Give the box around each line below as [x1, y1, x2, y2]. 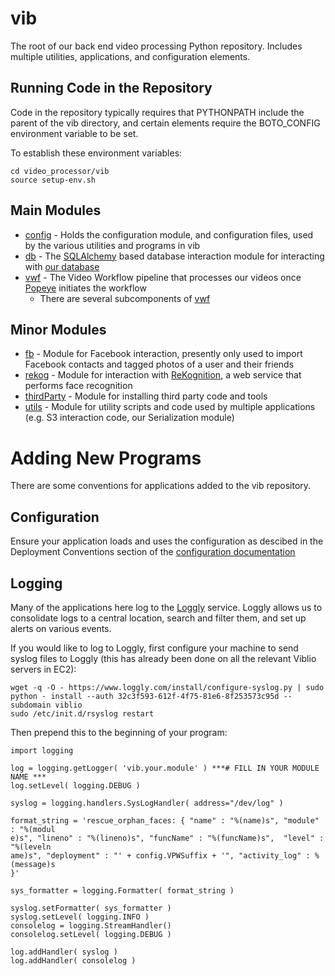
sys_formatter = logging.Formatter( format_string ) [10, 885, 235, 896]
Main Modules [10, 202, 102, 219]
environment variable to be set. [10, 127, 139, 139]
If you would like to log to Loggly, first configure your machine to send [10, 642, 299, 654]
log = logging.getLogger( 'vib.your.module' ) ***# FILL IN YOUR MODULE [10, 763, 320, 773]
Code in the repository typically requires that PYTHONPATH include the [10, 106, 305, 118]
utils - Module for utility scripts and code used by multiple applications [24, 401, 316, 413]
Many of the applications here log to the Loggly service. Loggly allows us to [10, 601, 323, 613]
